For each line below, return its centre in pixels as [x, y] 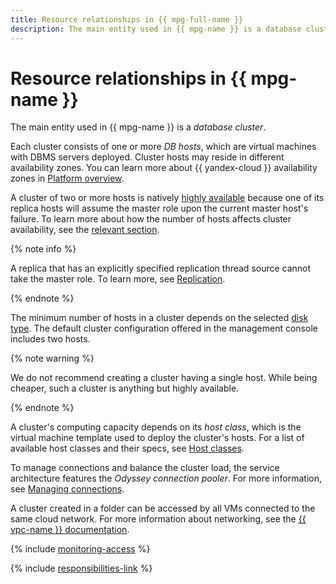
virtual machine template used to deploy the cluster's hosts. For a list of [157, 438]
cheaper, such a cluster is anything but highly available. [125, 388]
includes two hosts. [50, 339]
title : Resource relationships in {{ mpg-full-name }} [127, 19]
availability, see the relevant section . [85, 230]
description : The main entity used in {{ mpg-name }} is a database [156, 29]
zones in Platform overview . [67, 178]
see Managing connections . [67, 489]
